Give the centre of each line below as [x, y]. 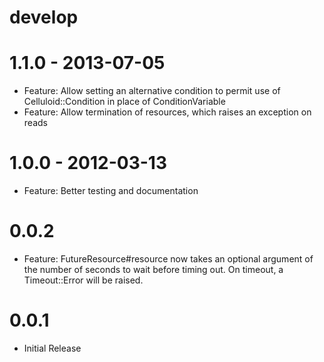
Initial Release [52, 348]
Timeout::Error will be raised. [83, 280]
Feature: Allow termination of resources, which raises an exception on [167, 112]
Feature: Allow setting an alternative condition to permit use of [152, 91]
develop [44, 17]
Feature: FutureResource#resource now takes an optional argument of [168, 259]
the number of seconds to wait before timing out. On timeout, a [153, 269]
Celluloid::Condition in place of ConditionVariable [124, 102]
